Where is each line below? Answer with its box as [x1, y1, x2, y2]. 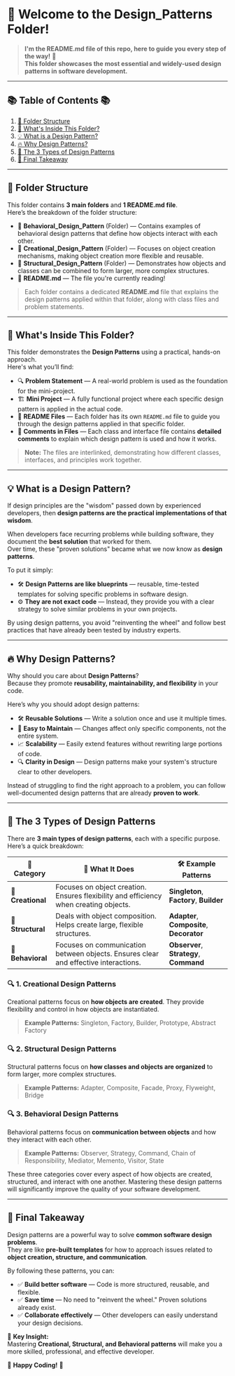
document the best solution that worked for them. [7, 537, 152, 546]
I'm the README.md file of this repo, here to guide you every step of [24, 44, 227, 53]
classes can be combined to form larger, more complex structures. [17, 266, 210, 274]
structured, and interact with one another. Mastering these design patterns [7, 1177, 222, 1186]
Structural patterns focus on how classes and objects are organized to [7, 1063, 213, 1071]
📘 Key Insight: [7, 1332, 49, 1340]
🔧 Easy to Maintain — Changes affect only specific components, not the [17, 725, 227, 732]
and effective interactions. [55, 958, 141, 967]
